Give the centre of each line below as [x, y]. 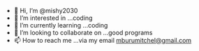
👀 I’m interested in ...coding [53, 18]
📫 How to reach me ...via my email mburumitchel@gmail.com [103, 40]
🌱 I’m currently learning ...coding [61, 25]
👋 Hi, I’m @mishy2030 [46, 11]
